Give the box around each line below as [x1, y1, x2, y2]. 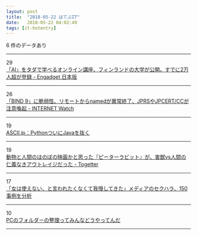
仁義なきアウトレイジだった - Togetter [6, 161, 98, 168]
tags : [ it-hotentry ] [6, 25, 57, 31]
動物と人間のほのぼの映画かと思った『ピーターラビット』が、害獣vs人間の [6, 153, 186, 160]
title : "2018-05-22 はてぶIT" [6, 14, 80, 20]
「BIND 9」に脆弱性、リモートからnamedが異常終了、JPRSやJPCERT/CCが [6, 98, 189, 105]
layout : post [6, 8, 38, 15]
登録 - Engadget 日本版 [21, 73, 77, 80]
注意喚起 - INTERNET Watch [6, 105, 74, 112]
